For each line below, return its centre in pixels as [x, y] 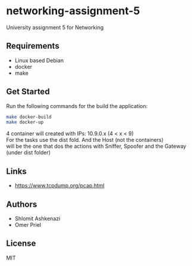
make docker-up [25, 122]
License [21, 244]
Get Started [28, 92]
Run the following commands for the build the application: [77, 106]
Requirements [33, 46]
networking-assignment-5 [73, 11]
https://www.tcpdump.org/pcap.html [60, 186]
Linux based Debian [39, 60]
